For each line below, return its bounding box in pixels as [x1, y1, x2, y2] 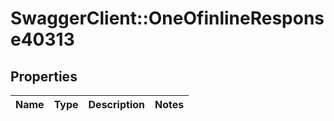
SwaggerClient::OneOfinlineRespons [10, 7, 325, 30]
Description [88, 98, 145, 111]
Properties [10, 68, 78, 85]
